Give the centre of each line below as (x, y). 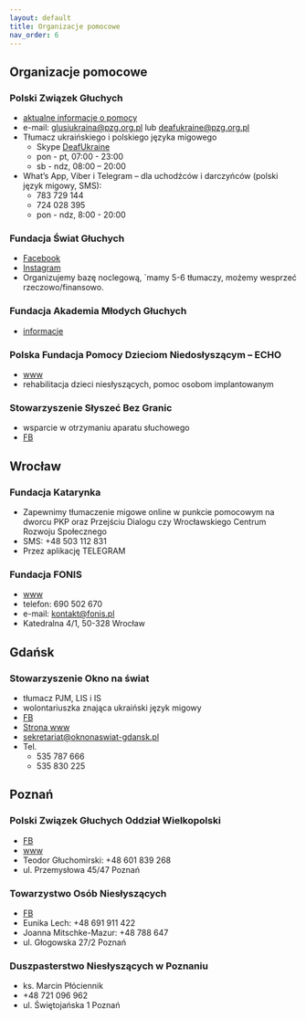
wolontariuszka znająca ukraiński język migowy (112, 708)
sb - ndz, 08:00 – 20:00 (81, 166)
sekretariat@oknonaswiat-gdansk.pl (91, 737)
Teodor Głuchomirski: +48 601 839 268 (97, 860)
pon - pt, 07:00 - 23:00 (80, 157)
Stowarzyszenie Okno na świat (79, 678)
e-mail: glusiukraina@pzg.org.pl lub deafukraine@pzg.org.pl (136, 128)
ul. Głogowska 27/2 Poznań (74, 942)
